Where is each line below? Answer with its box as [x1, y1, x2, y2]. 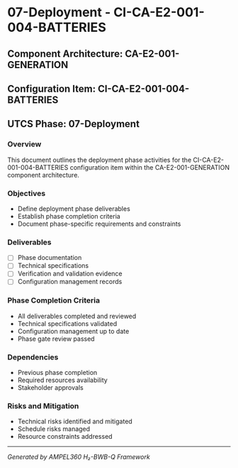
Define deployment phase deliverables [17, 204, 131, 213]
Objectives [7, 188, 46, 198]
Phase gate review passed [17, 334, 95, 343]
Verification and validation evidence [17, 269, 123, 278]
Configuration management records [17, 278, 123, 286]
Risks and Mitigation [7, 401, 79, 411]
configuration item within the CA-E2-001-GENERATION [69, 163, 230, 171]
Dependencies [7, 352, 59, 362]
